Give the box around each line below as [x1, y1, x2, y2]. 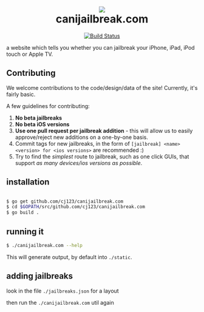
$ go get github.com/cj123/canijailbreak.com [6, 198, 123, 205]
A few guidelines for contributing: [6, 102, 90, 109]
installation [6, 177, 50, 188]
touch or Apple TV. [6, 50, 53, 58]
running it [6, 226, 44, 237]
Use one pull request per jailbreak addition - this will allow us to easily [15, 127, 193, 134]
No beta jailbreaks [15, 114, 63, 121]
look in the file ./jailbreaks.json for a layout [6, 287, 120, 294]
